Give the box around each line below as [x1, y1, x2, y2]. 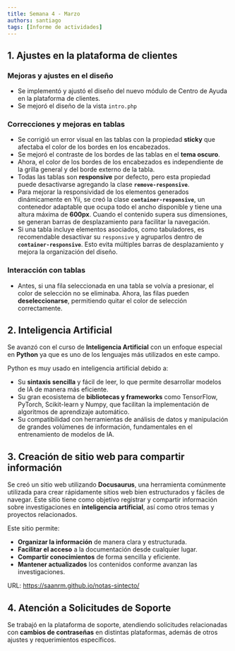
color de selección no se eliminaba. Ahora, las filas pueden [17, 288, 189, 297]
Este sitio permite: [7, 524, 60, 533]
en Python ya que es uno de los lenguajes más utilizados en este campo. [7, 351, 220, 359]
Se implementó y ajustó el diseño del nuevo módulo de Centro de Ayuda [17, 87, 228, 95]
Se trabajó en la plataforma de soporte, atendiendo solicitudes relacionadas [7, 621, 228, 629]
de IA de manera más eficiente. [17, 385, 109, 394]
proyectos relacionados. [7, 511, 78, 519]
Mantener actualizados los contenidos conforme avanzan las [17, 560, 198, 568]
